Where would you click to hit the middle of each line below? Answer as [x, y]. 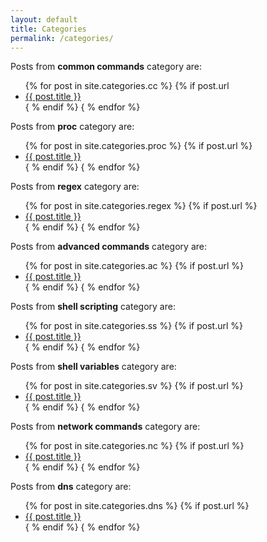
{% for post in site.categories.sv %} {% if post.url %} [134, 386]
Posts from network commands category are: [105, 427]
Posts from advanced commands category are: [108, 247]
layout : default [44, 19]
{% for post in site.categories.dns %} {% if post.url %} [137, 506]
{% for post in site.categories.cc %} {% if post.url [127, 86]
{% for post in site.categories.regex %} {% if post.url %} [141, 206]
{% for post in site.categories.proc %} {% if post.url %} [138, 146]
